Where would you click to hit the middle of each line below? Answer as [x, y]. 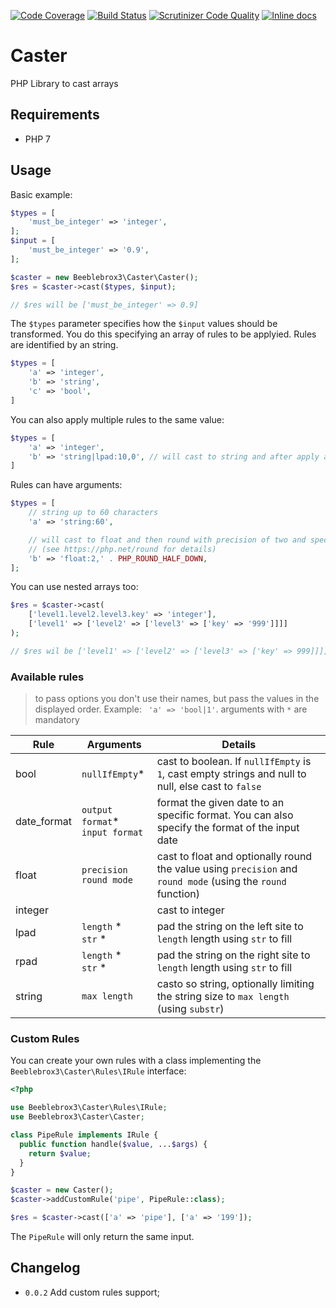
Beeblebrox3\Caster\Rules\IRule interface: [98, 1071]
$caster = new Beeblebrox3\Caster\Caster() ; [104, 277]
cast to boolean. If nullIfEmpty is [234, 762]
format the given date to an [220, 803]
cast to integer [190, 910]
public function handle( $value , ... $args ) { [113, 1144]
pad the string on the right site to [233, 955]
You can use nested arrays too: [74, 587]
